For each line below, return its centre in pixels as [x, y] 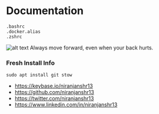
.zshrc [14, 36]
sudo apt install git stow [39, 75]
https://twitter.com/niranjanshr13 [54, 99]
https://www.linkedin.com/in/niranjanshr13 [66, 105]
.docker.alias [24, 31]
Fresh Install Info [30, 63]
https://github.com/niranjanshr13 [54, 92]
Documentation [45, 11]
